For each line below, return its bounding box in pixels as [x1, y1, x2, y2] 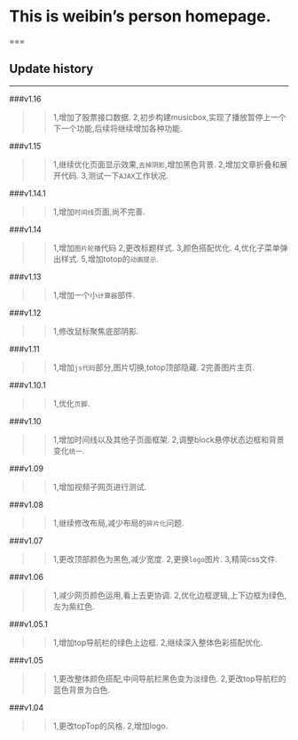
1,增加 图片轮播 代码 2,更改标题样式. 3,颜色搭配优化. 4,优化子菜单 [52, 242, 281, 253]
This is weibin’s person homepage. [9, 6, 272, 27]
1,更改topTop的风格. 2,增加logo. [52, 720, 169, 731]
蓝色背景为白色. [52, 684, 111, 695]
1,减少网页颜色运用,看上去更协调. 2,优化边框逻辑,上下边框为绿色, [52, 590, 286, 600]
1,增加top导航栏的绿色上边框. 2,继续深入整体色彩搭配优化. [52, 637, 263, 647]
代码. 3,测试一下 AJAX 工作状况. [60, 170, 169, 181]
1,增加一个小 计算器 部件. [52, 289, 136, 300]
